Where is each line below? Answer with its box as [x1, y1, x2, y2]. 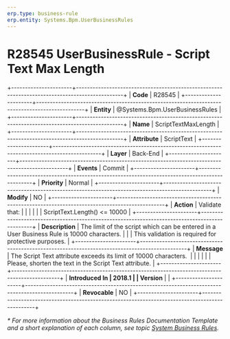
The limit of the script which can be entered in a [80, 223, 216, 231]
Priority [41, 178, 64, 187]
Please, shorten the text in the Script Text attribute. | [7, 259, 155, 267]
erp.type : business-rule [7, 10, 78, 17]
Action [174, 201, 194, 209]
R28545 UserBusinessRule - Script [7, 46, 211, 62]
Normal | [68, 178, 93, 187]
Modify [7, 194, 29, 202]
